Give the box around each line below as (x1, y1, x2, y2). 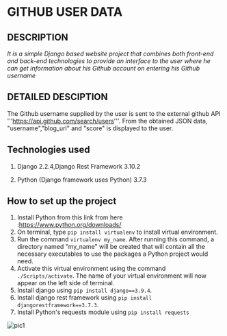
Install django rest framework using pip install (16, 293, 152, 302)
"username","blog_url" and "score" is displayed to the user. (7, 124, 174, 132)
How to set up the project (7, 195, 117, 207)
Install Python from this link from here (16, 213, 123, 221)
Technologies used (7, 144, 90, 156)
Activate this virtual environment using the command (16, 265, 166, 273)
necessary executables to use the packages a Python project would (16, 250, 209, 258)
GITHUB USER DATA (7, 4, 123, 20)
